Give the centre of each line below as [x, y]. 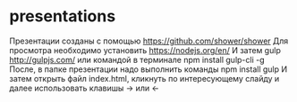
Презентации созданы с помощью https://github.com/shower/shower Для [149, 41]
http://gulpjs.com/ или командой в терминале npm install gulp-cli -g [137, 59]
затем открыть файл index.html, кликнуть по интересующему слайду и [144, 78]
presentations [63, 16]
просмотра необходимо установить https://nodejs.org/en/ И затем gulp [145, 50]
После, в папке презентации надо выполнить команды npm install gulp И [148, 69]
